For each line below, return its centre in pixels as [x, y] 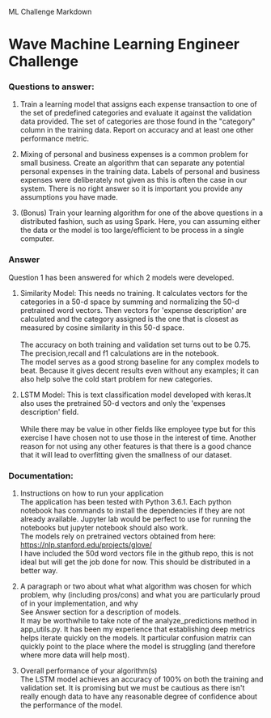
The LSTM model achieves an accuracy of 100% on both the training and [142, 679]
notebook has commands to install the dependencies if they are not [132, 511]
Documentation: [41, 475]
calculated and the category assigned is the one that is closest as [129, 319]
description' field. [49, 412]
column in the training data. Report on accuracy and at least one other [137, 130]
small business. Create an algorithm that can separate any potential [132, 163]
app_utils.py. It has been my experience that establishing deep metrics [138, 629]
